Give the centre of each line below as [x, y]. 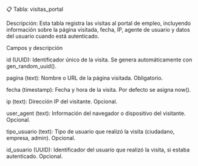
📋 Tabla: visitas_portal [35, 9]
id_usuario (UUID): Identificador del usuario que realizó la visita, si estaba [98, 150]
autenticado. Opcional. [35, 156]
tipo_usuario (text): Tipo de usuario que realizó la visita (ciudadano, [90, 131]
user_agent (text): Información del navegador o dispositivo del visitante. [96, 113]
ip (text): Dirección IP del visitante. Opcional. [62, 102]
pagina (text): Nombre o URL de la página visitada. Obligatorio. [85, 78]
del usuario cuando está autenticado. [53, 36]
